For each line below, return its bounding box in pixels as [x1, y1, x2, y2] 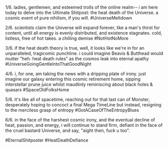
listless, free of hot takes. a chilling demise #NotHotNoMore [5, 35, 129, 41]
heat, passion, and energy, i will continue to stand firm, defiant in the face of [5, 122, 163, 128]
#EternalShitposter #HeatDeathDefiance [5, 137, 89, 143]
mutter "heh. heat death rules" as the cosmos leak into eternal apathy [5, 56, 149, 62]
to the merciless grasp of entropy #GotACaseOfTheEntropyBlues [5, 107, 139, 113]
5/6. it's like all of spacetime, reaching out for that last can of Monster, [5, 96, 150, 102]
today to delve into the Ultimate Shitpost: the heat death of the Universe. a [5, 10, 159, 16]
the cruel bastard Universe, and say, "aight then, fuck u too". [5, 127, 130, 133]
